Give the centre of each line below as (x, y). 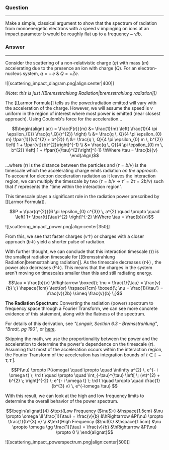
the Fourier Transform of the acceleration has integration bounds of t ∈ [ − (83, 355)
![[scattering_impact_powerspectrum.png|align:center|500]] (67, 442)
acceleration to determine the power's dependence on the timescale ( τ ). (80, 344)
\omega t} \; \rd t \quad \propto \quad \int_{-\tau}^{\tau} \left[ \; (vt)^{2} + (84, 375)
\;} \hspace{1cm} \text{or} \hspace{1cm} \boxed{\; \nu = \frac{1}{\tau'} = (88, 288)
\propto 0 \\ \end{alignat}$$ (84, 432)
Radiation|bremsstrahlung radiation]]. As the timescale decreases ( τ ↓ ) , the (83, 262)
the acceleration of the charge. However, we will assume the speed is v (79, 108)
